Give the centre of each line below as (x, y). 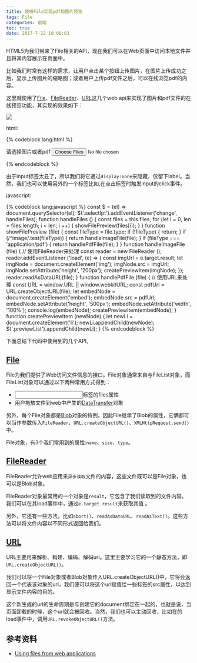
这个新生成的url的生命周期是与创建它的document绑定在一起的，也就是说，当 (99, 604)
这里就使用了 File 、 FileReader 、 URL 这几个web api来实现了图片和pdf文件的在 (98, 98)
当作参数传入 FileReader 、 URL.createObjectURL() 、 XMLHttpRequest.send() (100, 422)
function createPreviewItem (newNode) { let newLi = (70, 316)
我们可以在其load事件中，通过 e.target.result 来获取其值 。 (78, 503)
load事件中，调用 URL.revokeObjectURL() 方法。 (62, 619)
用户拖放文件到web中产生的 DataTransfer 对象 (69, 402)
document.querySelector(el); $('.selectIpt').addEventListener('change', (92, 213)
